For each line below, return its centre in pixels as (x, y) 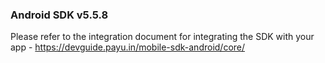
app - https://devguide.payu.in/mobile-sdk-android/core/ (128, 47)
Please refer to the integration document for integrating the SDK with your (162, 37)
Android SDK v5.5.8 (59, 15)
